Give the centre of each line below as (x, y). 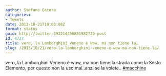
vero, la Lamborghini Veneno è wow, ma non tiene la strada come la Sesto (83, 62)
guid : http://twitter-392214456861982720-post (56, 34)
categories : (18, 15)
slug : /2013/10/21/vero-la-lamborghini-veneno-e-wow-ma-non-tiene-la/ (82, 48)
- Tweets (15, 19)
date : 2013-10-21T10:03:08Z (35, 24)
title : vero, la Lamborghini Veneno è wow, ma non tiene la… (72, 43)
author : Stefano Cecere (31, 10)
